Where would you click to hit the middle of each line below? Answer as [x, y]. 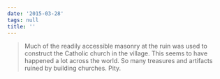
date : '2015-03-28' [36, 14]
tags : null [23, 20]
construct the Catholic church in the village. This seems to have [116, 53]
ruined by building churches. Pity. [73, 68]
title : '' [22, 26]
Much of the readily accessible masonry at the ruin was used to [116, 46]
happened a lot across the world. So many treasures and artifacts [118, 61]
